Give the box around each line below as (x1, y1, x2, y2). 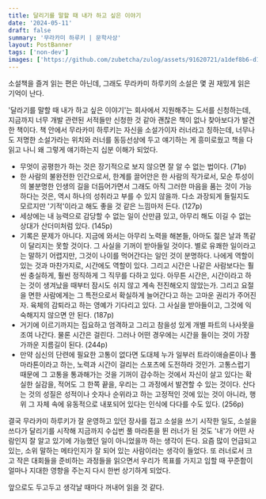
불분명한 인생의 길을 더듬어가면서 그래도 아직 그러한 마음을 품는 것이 (28, 181, 237, 191)
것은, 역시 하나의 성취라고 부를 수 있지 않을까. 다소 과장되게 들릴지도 (40, 191, 250, 200)
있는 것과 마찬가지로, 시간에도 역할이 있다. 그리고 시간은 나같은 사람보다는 (19, 261, 246, 270)
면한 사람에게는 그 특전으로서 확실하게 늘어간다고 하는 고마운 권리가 (28, 290, 236, 299)
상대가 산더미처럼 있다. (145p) (19, 221, 113, 230)
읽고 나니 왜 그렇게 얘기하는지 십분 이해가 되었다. (8, 144, 158, 154)
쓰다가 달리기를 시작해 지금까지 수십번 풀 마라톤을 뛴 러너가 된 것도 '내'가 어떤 (8, 425, 247, 436)
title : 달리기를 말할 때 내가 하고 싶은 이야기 (8, 11, 142, 20)
